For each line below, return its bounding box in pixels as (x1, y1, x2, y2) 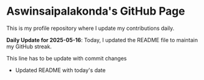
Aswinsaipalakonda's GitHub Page (6, 4, 185, 18)
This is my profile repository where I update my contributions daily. (6, 24, 175, 32)
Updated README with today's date (15, 66, 106, 74)
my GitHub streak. (6, 43, 52, 50)
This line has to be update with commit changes (6, 54, 127, 62)
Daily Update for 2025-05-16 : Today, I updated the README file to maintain (6, 36, 199, 43)
